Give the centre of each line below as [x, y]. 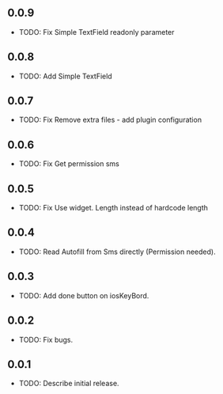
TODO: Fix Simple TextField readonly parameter [96, 32]
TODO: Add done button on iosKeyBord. [84, 295]
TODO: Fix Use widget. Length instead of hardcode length [113, 208]
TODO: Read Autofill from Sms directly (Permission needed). [117, 252]
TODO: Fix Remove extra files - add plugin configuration [110, 120]
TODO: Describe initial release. [69, 384]
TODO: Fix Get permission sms [69, 164]
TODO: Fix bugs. [45, 339]
